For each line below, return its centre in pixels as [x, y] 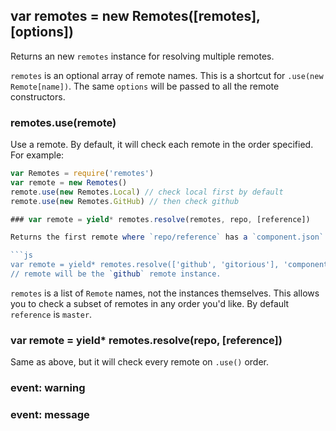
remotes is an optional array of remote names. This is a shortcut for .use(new [167, 75]
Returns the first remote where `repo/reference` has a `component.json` [167, 237]
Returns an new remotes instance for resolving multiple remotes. [142, 56]
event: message [50, 415]
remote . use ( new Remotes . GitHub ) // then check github [125, 201]
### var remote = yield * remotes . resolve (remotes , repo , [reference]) [160, 219]
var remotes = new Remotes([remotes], [135, 16]
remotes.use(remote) [63, 122]
